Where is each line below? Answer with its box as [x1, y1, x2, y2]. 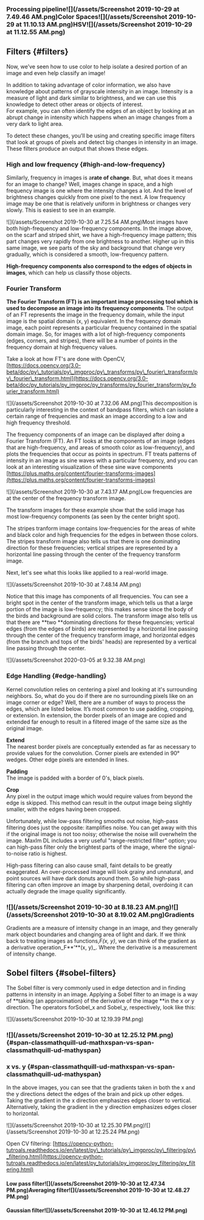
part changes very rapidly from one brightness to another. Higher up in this [6, 238, 195, 245]
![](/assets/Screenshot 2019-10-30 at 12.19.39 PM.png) [6, 1015, 144, 1023]
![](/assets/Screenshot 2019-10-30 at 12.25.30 [6, 1121, 122, 1128]
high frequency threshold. [6, 419, 71, 426]
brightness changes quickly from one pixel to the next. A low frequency [6, 194, 186, 201]
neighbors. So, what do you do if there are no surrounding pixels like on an [6, 692, 194, 699]
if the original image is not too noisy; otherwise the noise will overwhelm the [6, 830, 197, 838]
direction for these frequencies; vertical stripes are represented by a [6, 544, 178, 551]
